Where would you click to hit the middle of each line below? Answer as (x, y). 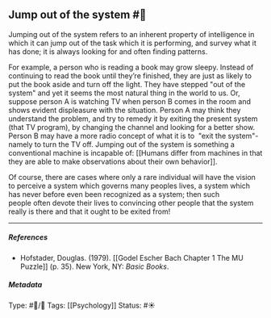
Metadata (25, 285)
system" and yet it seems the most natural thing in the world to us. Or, (124, 93)
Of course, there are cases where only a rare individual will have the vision (132, 177)
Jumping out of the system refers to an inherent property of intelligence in (131, 34)
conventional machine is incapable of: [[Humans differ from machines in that (135, 153)
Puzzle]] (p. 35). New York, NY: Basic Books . (94, 266)
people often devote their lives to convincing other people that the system (131, 203)
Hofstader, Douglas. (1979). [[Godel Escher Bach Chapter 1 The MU (131, 257)
